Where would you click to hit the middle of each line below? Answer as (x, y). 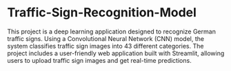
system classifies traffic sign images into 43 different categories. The (106, 46)
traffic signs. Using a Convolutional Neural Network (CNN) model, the (106, 38)
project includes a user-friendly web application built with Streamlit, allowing (116, 53)
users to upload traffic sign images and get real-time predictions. (99, 60)
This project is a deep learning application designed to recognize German (111, 31)
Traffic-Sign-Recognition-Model (102, 13)
